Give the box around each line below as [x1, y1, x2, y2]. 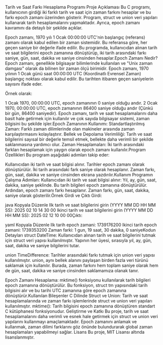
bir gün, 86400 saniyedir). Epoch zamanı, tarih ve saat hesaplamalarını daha [5, 110, 158, 116]
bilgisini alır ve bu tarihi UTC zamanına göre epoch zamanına [5, 288, 127, 293]
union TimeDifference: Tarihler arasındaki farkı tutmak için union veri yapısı [5, 252, 155, 258]
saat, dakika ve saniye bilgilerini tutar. [5, 243, 80, 248]
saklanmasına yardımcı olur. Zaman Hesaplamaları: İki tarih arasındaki [5, 142, 145, 147]
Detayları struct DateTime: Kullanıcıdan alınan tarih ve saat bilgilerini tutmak [5, 232, 156, 238]
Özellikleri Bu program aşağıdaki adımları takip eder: [5, 152, 109, 158]
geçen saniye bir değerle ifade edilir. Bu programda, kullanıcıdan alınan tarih [5, 45, 158, 50]
